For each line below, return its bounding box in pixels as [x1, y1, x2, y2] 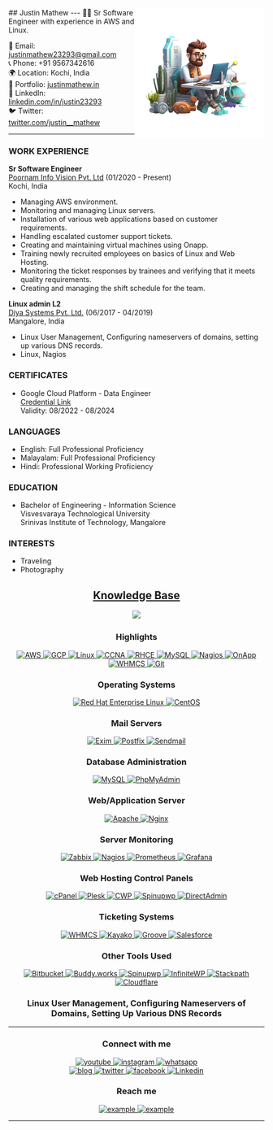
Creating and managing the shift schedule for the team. [19, 284, 206, 293]
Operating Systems [97, 679, 176, 690]
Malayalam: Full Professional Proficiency [19, 453, 156, 463]
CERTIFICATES [8, 370, 68, 381]
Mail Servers [110, 717, 162, 728]
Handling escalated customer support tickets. [19, 232, 173, 241]
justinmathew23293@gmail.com [8, 50, 117, 59]
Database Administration [86, 756, 187, 767]
